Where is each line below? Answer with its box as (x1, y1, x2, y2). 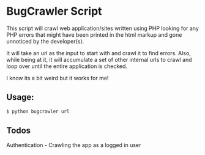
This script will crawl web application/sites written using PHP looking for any (6, 25, 199, 32)
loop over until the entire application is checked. (6, 62, 127, 70)
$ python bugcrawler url (6, 108, 70, 115)
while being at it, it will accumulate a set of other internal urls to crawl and (6, 56, 192, 63)
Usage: (6, 92, 35, 102)
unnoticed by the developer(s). (6, 37, 84, 45)
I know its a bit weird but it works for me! (6, 74, 109, 81)
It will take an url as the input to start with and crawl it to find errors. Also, (6, 49, 191, 56)
